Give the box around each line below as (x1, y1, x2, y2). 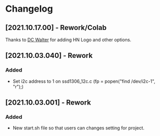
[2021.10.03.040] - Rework (5, 51, 93, 60)
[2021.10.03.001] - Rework (5, 98, 91, 107)
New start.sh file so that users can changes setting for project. (12, 125, 145, 131)
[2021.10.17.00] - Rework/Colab (5, 23, 107, 32)
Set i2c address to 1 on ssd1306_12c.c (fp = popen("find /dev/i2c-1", (12, 78, 155, 84)
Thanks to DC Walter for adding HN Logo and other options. (5, 37, 131, 43)
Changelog (5, 3, 53, 15)
